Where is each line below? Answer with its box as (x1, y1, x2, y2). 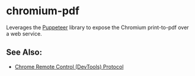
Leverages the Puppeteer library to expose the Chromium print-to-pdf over (6, 24, 189, 31)
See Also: (6, 47, 43, 58)
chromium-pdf (6, 4, 80, 18)
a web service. (6, 30, 43, 37)
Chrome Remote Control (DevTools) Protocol (14, 63, 124, 70)
